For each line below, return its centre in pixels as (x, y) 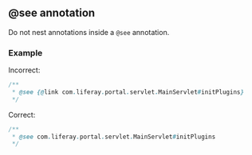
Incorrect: (24, 70)
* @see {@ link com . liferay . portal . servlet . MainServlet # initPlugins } (128, 92)
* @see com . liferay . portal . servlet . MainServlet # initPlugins (114, 137)
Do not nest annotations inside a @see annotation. (89, 32)
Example (26, 52)
